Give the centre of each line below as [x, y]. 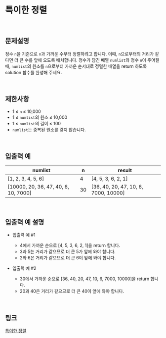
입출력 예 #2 [24, 268]
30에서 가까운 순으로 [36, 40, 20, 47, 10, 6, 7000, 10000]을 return [84, 279]
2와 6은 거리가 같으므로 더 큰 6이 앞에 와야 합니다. [68, 258]
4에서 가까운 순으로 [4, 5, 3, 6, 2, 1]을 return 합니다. [70, 245]
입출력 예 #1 [24, 235]
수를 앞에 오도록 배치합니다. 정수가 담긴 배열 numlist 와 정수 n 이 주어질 [92, 60]
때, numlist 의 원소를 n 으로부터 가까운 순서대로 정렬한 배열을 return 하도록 [76, 66]
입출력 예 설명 [25, 222]
